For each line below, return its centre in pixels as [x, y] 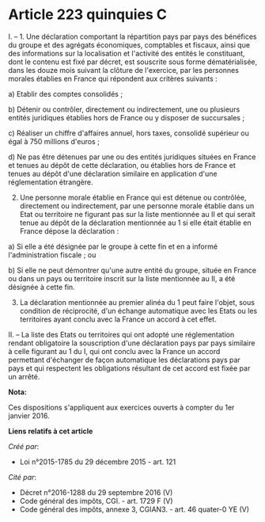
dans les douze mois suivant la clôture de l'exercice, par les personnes [124, 70]
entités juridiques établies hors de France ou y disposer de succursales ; [127, 117]
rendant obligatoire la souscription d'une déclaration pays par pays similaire [132, 343]
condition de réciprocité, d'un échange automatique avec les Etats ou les [138, 311]
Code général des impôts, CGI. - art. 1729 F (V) [96, 501]
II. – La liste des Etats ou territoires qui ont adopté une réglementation [121, 334]
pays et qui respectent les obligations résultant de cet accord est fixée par [129, 368]
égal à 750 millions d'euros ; [54, 141]
